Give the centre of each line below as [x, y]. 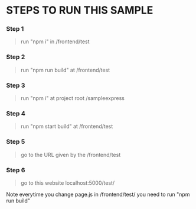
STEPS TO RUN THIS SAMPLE [80, 10]
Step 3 [16, 85]
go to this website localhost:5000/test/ [68, 183]
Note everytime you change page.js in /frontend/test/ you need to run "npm [98, 194]
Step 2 [16, 57]
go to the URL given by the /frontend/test [71, 155]
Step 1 [15, 29]
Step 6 [16, 170]
